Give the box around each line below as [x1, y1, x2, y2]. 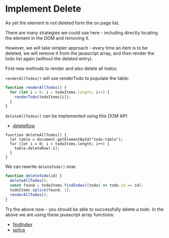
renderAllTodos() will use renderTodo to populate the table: [5, 75, 130, 81]
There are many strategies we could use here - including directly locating [5, 29, 158, 35]
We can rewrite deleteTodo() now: [5, 164, 77, 170]
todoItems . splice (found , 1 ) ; [10, 187, 71, 192]
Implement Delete [5, 3, 81, 15]
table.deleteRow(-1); [14, 146, 60, 151]
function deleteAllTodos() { [5, 133, 67, 138]
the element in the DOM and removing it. [5, 35, 90, 41]
